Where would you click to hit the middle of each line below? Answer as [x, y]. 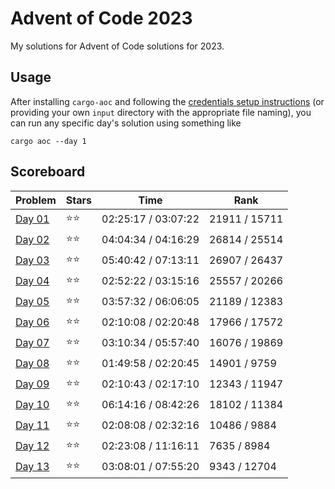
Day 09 [32, 384]
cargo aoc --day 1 [48, 141]
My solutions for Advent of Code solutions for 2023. [117, 46]
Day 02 [32, 240]
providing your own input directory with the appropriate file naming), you [161, 112]
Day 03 [32, 260]
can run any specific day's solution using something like [126, 123]
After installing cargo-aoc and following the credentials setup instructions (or [167, 101]
